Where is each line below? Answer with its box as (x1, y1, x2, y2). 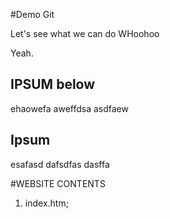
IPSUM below (10, 76, 96, 93)
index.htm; (24, 197, 69, 209)
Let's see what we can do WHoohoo (10, 28, 160, 39)
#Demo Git (10, 9, 55, 20)
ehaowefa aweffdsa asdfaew (10, 102, 129, 114)
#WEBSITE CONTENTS (10, 177, 106, 189)
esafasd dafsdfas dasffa (10, 158, 110, 170)
